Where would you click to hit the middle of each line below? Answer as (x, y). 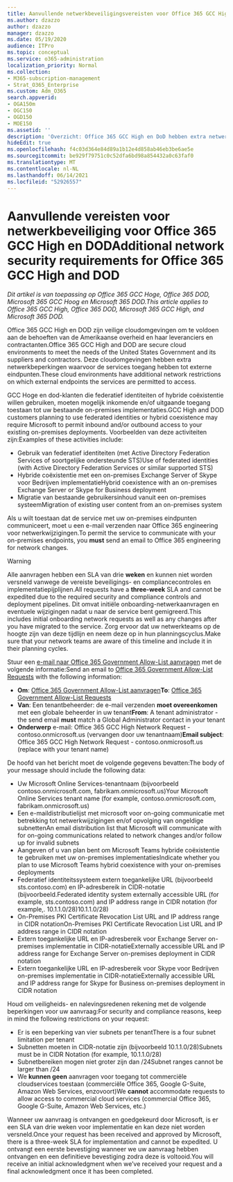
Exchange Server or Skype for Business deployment (92, 490)
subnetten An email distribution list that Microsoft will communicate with (119, 828)
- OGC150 (20, 111)
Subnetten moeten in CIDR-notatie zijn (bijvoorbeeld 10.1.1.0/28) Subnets (120, 1047)
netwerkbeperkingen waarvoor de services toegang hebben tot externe (110, 367)
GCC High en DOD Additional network (116, 246)
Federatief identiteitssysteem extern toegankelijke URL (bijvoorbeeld (115, 880)
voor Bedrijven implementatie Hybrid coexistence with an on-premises (117, 483)
